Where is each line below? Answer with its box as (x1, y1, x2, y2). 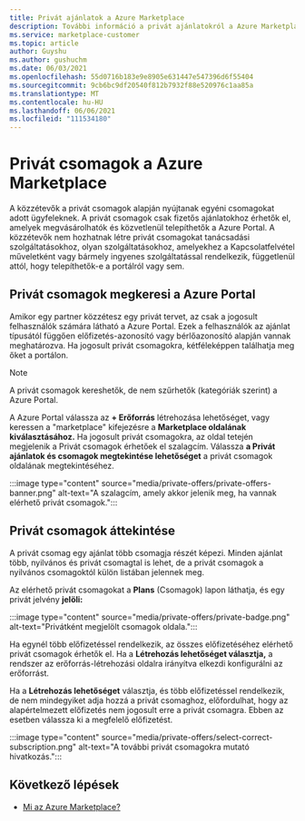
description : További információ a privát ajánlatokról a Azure (9, 22, 258, 31)
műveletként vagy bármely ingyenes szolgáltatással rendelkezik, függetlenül (9, 251, 295, 262)
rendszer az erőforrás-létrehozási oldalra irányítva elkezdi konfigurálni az (9, 658, 283, 669)
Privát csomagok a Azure (9, 153, 203, 174)
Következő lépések (9, 777, 120, 793)
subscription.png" (9, 741, 77, 752)
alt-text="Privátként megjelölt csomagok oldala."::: (9, 621, 198, 631)
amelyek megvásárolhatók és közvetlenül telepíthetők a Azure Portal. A (9, 222, 275, 233)
